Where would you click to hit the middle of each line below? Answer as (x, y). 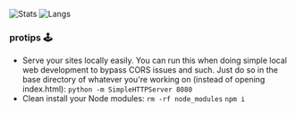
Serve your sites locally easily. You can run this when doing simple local (155, 61)
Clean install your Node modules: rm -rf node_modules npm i (134, 99)
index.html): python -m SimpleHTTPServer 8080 (107, 89)
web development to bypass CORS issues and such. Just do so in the (150, 70)
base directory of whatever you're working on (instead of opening (144, 80)
